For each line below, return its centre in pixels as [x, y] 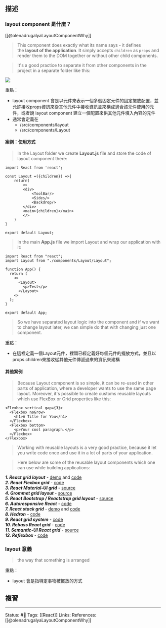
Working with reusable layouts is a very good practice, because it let [87, 447]
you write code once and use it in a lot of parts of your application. [85, 453]
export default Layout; [30, 233]
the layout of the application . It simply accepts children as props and [88, 50]
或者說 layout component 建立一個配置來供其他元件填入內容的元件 [88, 113]
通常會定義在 [25, 119]
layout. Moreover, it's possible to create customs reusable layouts [84, 394]
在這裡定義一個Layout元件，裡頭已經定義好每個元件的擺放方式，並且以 [84, 353]
